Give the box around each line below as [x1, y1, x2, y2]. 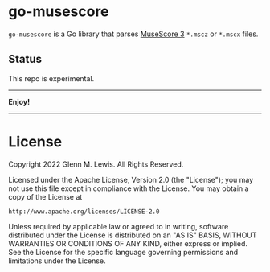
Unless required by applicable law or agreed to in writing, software [8, 221, 229, 231]
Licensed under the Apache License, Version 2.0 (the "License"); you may [8, 175, 254, 184]
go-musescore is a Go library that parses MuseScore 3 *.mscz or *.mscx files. [8, 29, 259, 39]
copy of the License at [8, 192, 83, 201]
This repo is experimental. [8, 73, 95, 83]
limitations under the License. [8, 256, 106, 266]
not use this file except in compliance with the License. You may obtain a [8, 183, 249, 193]
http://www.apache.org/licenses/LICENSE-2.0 [8, 208, 160, 216]
